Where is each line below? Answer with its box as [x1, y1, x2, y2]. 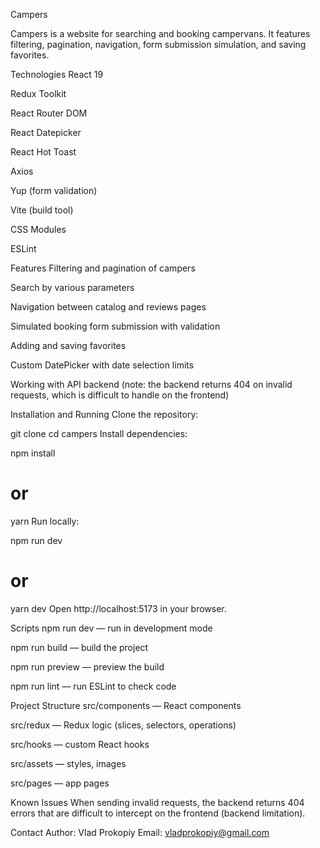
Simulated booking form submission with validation [10, 320, 221, 332]
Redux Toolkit [10, 88, 67, 99]
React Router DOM [10, 107, 88, 119]
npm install [10, 447, 56, 459]
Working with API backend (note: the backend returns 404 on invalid [10, 379, 293, 390]
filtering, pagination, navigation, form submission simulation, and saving [10, 39, 307, 50]
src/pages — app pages [10, 777, 110, 789]
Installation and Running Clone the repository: [10, 409, 199, 420]
